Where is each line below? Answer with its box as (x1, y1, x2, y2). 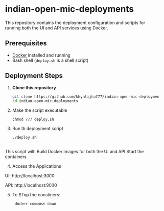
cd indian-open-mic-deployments (12, 99, 78, 104)
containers (5, 154, 27, 160)
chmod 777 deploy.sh (12, 117, 54, 122)
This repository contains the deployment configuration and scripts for (5, 20, 145, 26)
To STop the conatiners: (12, 192, 61, 198)
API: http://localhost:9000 (5, 183, 57, 188)
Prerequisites (5, 39, 47, 48)
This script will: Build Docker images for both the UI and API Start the (5, 149, 144, 155)
